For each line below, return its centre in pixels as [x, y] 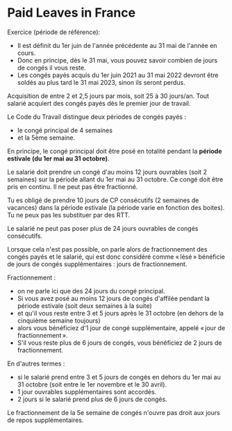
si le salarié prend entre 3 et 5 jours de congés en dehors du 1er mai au [119, 377]
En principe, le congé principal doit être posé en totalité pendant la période [115, 151]
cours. [26, 53]
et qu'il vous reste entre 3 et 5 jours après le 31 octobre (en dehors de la [121, 313]
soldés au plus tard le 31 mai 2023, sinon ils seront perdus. [101, 82]
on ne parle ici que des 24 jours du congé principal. [91, 291]
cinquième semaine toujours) [59, 320]
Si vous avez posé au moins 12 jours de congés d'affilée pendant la [113, 298]
